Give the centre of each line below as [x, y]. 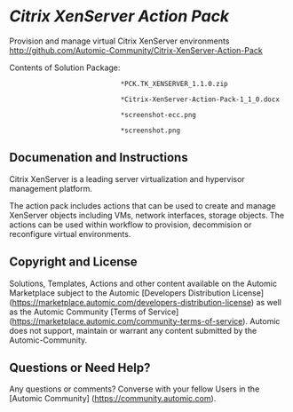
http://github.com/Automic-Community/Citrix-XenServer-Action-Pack [136, 50]
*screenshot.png [150, 131]
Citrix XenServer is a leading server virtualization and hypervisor [127, 178]
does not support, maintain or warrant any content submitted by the [133, 330]
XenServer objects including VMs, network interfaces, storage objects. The [147, 215]
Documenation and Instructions [99, 158]
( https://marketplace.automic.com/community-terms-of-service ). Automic [145, 321]
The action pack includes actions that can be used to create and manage [143, 205]
